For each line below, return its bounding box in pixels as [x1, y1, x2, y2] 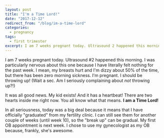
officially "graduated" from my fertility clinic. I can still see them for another [5, 112, 156, 118]
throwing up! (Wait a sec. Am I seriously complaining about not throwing [5, 78, 150, 83]
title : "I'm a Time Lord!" [5, 12, 60, 17]
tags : [5, 35, 16, 39]
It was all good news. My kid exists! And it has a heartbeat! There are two [5, 92, 153, 98]
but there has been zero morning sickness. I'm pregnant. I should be [5, 72, 143, 78]
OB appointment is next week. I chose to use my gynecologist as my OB [5, 122, 150, 128]
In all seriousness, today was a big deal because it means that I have [5, 107, 143, 113]
